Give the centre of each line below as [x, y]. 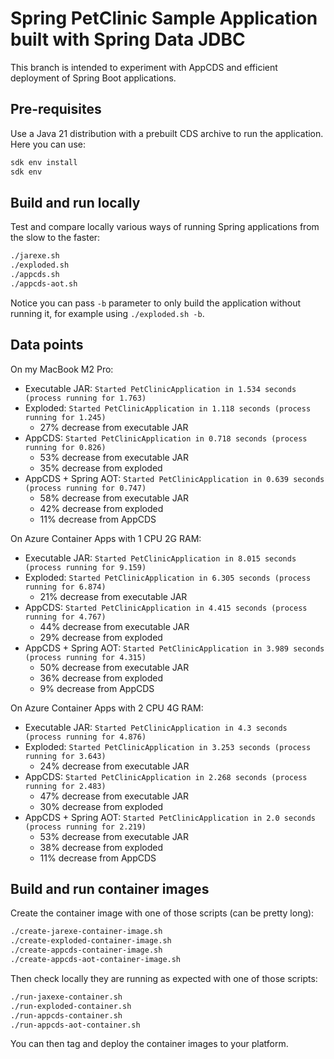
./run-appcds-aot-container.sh [75, 1025]
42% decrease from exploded [101, 508]
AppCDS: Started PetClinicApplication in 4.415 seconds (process [166, 607]
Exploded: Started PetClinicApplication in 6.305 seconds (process [168, 577]
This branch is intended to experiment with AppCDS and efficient [144, 67]
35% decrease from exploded [101, 468]
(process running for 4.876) [85, 737]
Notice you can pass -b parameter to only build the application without [156, 303]
